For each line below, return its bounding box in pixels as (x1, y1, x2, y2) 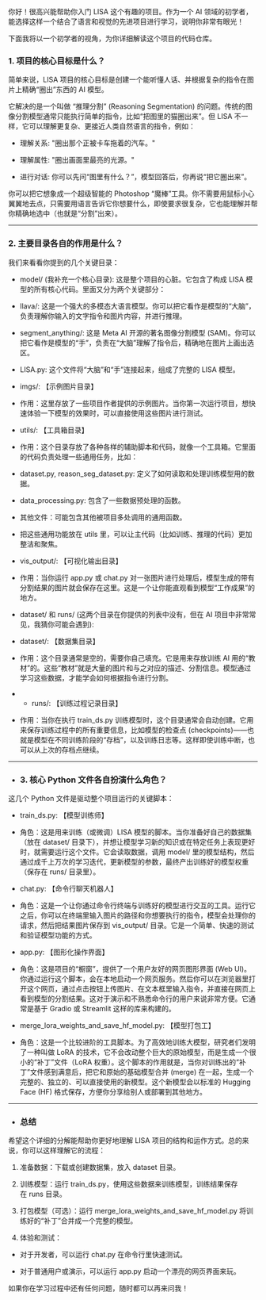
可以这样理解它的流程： (28, 1145, 105, 1156)
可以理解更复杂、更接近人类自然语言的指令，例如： (28, 121, 196, 131)
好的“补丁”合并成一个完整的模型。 (26, 1216, 138, 1225)
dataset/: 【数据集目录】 (19, 636, 100, 646)
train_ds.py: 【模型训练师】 (19, 810, 108, 819)
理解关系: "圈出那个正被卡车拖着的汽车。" (19, 138, 156, 148)
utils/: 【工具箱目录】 (19, 425, 89, 435)
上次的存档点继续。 (40, 745, 104, 754)
